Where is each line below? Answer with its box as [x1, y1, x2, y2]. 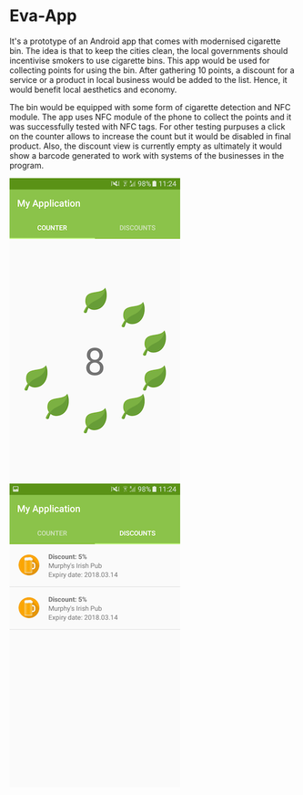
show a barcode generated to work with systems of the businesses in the [9, 150, 285, 160]
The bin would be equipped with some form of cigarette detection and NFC [9, 101, 291, 112]
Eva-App [9, 5, 77, 26]
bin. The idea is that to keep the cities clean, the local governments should [9, 45, 288, 56]
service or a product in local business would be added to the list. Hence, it [9, 74, 288, 85]
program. [9, 160, 45, 170]
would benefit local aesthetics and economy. [9, 84, 177, 95]
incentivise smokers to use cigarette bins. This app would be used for [9, 55, 270, 66]
